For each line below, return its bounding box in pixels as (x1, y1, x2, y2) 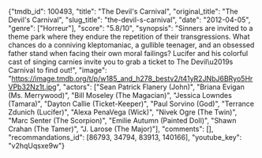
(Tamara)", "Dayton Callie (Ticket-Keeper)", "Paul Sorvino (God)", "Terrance (8, 99, 255, 108)
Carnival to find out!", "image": (8, 66, 108, 74)
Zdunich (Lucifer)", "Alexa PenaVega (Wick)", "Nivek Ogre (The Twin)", (8, 107, 238, 117)
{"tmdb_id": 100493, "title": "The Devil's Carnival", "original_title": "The (8, 7, 238, 16)
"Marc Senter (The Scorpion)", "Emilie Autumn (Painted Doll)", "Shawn (8, 116, 237, 125)
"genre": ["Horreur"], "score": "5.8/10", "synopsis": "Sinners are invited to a (8, 24, 253, 32)
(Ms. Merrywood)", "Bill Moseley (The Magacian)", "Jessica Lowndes (8, 91, 233, 100)
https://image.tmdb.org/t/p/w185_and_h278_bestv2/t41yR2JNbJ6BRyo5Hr (11, 74, 253, 83)
